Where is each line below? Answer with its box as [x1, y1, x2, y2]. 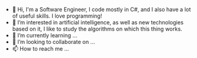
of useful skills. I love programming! [12, 12, 102, 20]
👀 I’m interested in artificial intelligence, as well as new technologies [12, 19, 184, 26]
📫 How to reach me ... [12, 45, 69, 52]
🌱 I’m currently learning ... [12, 32, 78, 39]
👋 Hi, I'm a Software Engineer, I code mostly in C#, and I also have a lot [12, 6, 191, 13]
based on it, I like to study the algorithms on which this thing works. [12, 25, 182, 32]
